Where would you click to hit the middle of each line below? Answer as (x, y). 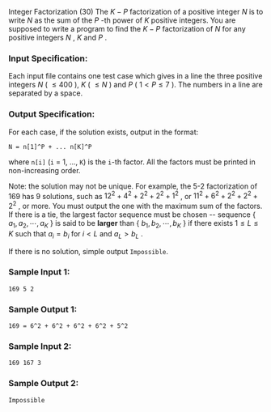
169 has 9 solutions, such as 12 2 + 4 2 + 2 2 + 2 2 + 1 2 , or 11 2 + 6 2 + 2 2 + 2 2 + (133, 195)
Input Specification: (48, 58)
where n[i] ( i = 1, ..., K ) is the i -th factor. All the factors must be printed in (132, 162)
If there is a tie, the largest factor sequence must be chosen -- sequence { (132, 214)
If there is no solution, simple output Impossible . (88, 251)
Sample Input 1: (39, 272)
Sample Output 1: (43, 309)
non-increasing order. (44, 170)
